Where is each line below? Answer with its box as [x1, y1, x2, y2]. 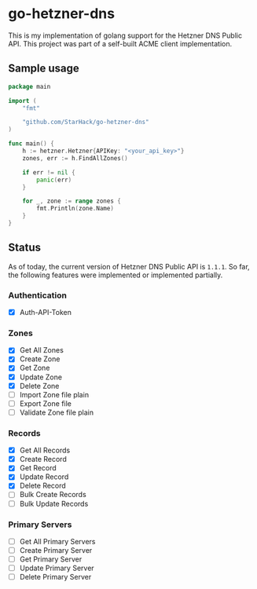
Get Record [19, 463, 57, 473]
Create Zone [19, 354, 61, 364]
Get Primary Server [19, 554, 83, 564]
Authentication [8, 290, 67, 301]
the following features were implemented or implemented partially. [8, 270, 223, 280]
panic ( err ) [36, 176, 72, 184]
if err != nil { [22, 168, 76, 177]
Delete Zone [19, 381, 60, 390]
